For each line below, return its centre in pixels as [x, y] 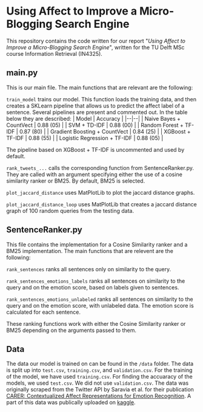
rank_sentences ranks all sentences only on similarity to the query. [89, 269]
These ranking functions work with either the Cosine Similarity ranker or [96, 323]
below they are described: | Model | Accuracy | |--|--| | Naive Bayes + [93, 118]
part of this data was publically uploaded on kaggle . [71, 402]
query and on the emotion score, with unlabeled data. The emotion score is [100, 305]
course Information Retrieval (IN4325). [55, 53]
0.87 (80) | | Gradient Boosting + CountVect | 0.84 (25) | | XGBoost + [105, 131]
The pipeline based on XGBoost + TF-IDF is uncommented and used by [95, 149]
